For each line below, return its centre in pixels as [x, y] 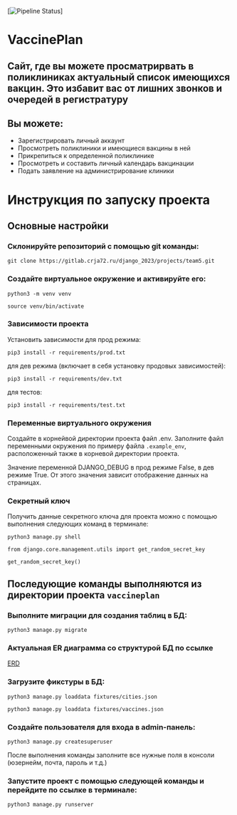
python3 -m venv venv [39, 294]
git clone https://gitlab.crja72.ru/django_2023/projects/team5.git [111, 261]
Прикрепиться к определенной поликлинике [86, 156]
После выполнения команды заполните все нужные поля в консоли [111, 755]
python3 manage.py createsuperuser [60, 742]
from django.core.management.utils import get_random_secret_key [106, 550]
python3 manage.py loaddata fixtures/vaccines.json [85, 709]
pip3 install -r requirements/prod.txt [67, 353]
